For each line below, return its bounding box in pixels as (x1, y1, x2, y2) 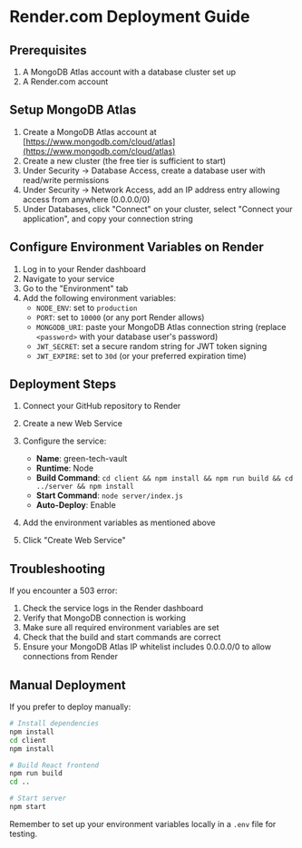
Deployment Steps (9, 376, 116, 392)
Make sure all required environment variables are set (22, 622, 219, 633)
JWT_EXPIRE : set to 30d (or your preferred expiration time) (35, 350, 247, 361)
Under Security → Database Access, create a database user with (22, 165, 266, 176)
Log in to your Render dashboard (22, 263, 147, 274)
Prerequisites (9, 43, 87, 58)
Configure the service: (22, 435, 107, 446)
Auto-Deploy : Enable (35, 500, 116, 511)
